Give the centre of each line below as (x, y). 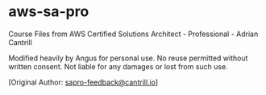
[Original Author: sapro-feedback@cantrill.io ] (83, 82)
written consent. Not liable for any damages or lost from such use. (118, 66)
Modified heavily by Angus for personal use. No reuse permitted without (128, 58)
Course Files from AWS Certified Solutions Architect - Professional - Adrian (133, 34)
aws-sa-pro (49, 12)
